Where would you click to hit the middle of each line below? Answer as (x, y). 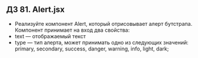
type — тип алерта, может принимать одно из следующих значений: (102, 42)
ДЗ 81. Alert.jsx (35, 10)
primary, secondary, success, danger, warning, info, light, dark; (92, 49)
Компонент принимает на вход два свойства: (72, 30)
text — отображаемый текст (50, 36)
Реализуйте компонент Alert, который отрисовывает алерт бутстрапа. (103, 23)
